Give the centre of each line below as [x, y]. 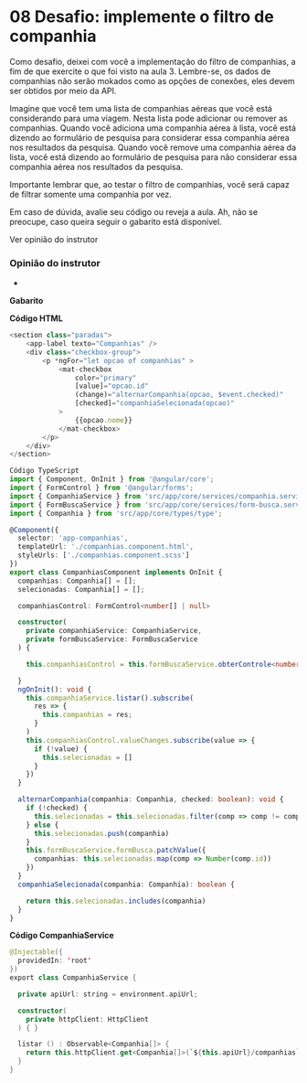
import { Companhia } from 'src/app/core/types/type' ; [116, 513]
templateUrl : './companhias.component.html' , [106, 547]
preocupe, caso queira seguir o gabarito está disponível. [116, 221]
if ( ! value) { [61, 749]
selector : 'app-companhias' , [73, 538]
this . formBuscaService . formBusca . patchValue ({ [116, 851]
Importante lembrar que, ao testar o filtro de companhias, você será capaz [149, 184]
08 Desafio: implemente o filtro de [142, 17]
